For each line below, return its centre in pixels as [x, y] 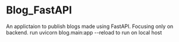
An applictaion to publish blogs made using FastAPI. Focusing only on [90, 26]
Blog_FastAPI [39, 10]
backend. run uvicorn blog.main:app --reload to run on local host [84, 32]
